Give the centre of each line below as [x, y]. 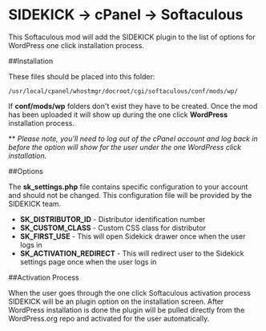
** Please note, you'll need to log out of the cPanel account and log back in [133, 139]
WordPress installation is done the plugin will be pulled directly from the [127, 309]
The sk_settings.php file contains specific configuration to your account [128, 187]
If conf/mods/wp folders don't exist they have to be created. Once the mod [133, 106]
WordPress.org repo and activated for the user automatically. [109, 318]
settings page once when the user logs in [88, 261]
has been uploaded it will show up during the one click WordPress [118, 115]
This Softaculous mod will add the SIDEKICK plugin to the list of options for [132, 37]
